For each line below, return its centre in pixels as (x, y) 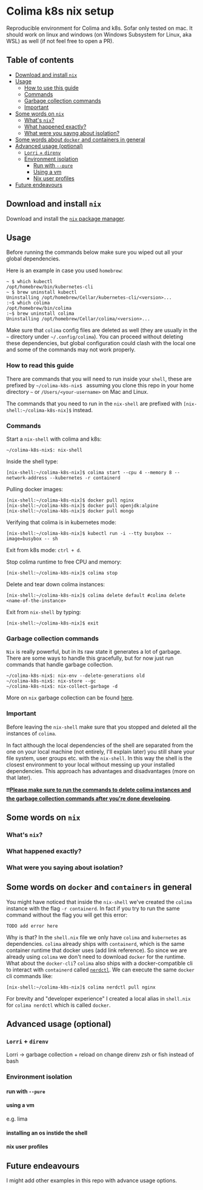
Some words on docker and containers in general (99, 887)
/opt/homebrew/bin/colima (39, 309)
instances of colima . (31, 733)
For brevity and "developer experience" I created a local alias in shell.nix (98, 998)
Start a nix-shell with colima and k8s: (54, 439)
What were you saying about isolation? (65, 867)
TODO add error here (32, 926)
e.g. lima (17, 1119)
